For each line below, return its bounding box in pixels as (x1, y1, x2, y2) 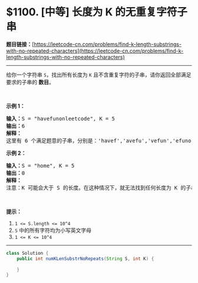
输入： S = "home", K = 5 (6, 162, 75, 169)
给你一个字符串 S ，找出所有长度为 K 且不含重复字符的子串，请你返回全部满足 (6, 71, 192, 78)
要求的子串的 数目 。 (6, 78, 54, 85)
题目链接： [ (6, 41, 34, 48)
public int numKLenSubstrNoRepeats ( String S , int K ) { (16, 255, 154, 262)
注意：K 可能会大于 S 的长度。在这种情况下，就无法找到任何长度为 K (6, 184, 178, 191)
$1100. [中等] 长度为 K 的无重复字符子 (6, 5, 187, 19)
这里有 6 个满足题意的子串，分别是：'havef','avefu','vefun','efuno (6, 137, 192, 144)
